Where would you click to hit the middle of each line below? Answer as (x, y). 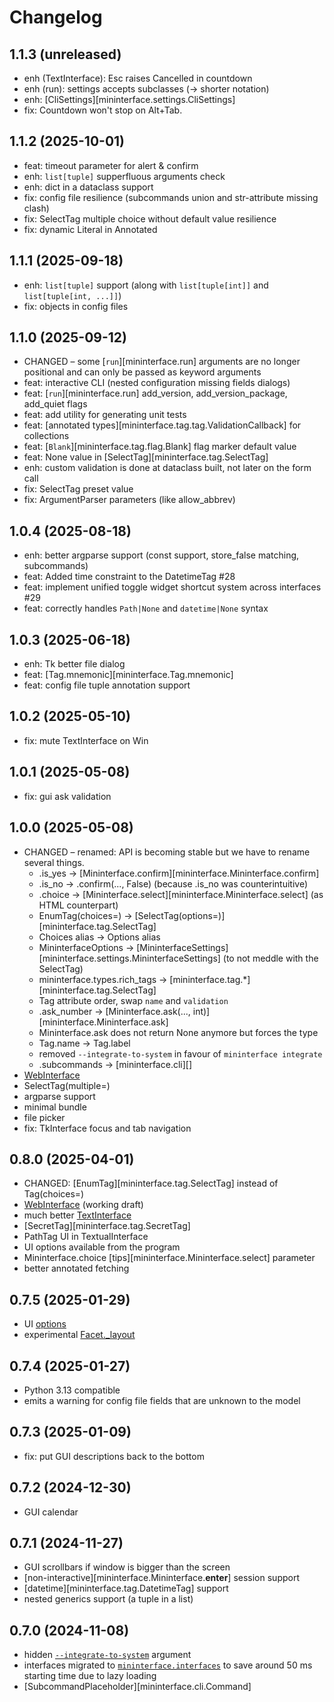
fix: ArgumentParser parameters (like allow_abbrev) (129, 500)
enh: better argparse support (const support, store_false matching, (161, 555)
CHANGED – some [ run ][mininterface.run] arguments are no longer (162, 362)
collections (46, 436)
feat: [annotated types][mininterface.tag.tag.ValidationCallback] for (162, 425)
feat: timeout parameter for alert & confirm (111, 165)
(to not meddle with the (270, 958)
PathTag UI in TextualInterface (86, 1237)
